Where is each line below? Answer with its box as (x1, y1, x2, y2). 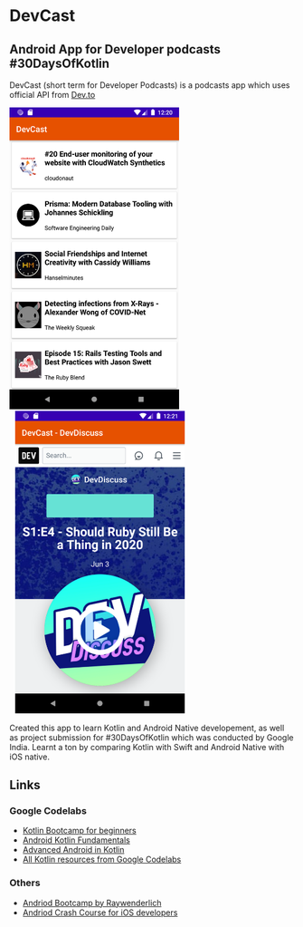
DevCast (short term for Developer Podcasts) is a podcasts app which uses (9, 80, 290, 91)
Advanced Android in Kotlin (22, 845, 125, 855)
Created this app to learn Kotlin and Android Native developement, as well (9, 722, 285, 733)
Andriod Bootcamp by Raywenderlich (22, 897, 162, 908)
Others (9, 876, 41, 889)
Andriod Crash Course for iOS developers (22, 907, 178, 918)
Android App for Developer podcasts (9, 42, 222, 57)
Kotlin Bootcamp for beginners (22, 826, 137, 836)
